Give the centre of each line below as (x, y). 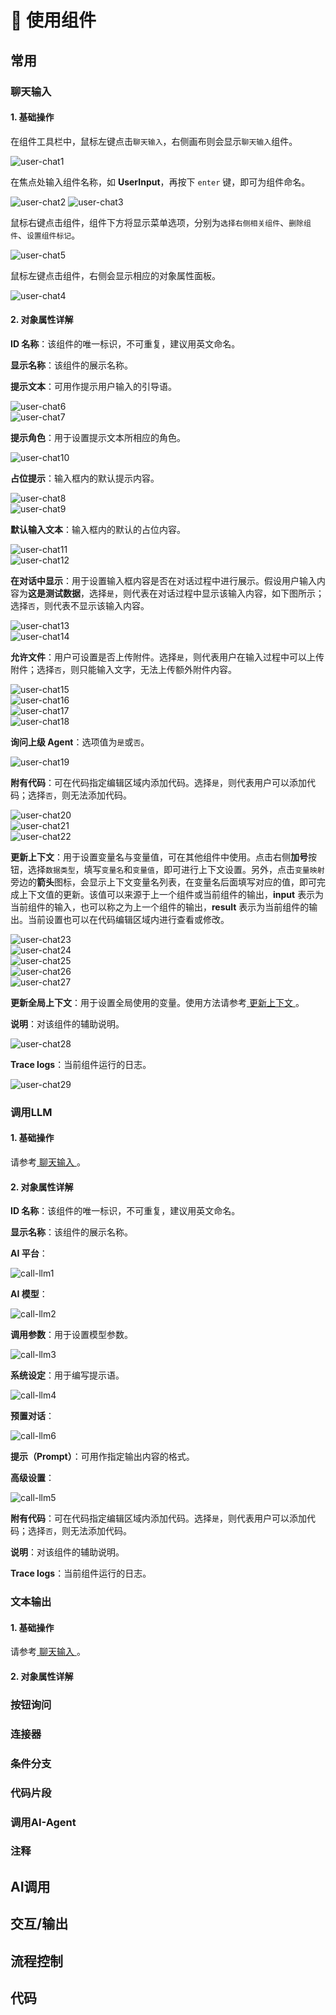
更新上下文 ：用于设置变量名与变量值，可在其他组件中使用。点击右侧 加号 (159, 857)
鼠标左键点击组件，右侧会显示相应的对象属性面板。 (115, 275)
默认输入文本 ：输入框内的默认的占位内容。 (98, 529)
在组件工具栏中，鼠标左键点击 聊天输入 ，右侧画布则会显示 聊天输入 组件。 (154, 141)
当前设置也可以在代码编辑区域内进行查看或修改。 (128, 919)
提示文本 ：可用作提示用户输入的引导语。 (93, 386)
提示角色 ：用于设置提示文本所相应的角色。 (98, 437)
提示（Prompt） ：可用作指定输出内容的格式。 (102, 1457)
